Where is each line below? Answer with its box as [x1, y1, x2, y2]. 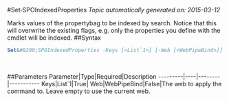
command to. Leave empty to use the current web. [7, 87, 151, 95]
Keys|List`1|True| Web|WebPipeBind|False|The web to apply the [41, 79, 222, 88]
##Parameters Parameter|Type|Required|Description [7, 72, 157, 81]
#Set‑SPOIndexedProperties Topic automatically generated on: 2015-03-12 [7, 6, 221, 14]
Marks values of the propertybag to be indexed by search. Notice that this [7, 19, 217, 27]
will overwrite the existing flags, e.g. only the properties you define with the [7, 27, 221, 34]
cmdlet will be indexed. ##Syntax [7, 34, 102, 42]
